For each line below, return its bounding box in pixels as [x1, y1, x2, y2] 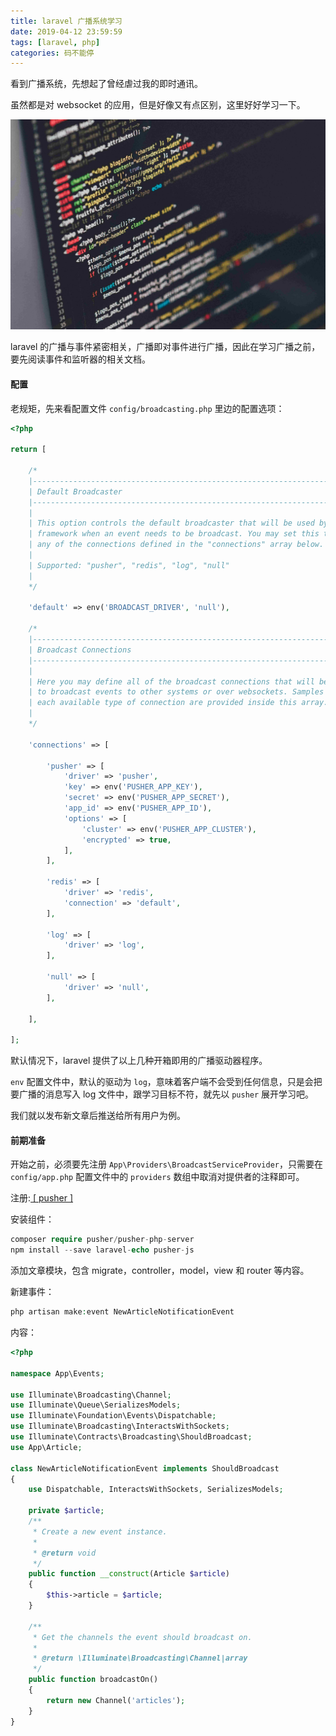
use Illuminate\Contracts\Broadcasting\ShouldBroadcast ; [10, 1432, 253, 1442]
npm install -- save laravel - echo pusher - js [10, 1245, 195, 1255]
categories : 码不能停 [10, 48, 95, 58]
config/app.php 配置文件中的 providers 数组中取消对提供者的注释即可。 [10, 1171, 305, 1183]
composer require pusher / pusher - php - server [10, 1235, 195, 1245]
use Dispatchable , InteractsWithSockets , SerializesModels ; [28, 1485, 284, 1495]
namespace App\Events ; [10, 1368, 105, 1379]
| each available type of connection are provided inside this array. [28, 698, 329, 708]
